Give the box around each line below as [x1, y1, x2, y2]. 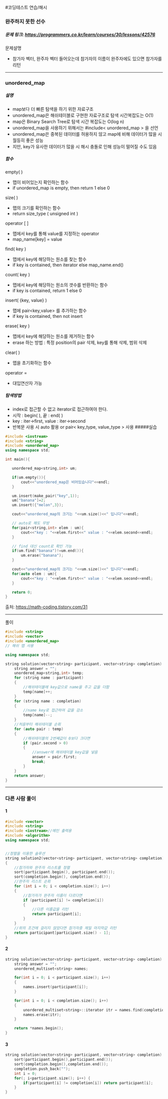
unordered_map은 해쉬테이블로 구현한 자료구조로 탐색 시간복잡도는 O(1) [12, 112, 154, 118]
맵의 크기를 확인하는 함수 [12, 205, 61, 211]
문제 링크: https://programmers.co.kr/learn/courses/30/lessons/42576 [5, 32, 155, 38]
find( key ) [5, 246, 26, 252]
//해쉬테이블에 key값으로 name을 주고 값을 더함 [23, 685, 109, 690]
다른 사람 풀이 [5, 795, 36, 802]
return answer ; [14, 773, 46, 778]
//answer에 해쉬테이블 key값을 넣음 [31, 750, 98, 755]
